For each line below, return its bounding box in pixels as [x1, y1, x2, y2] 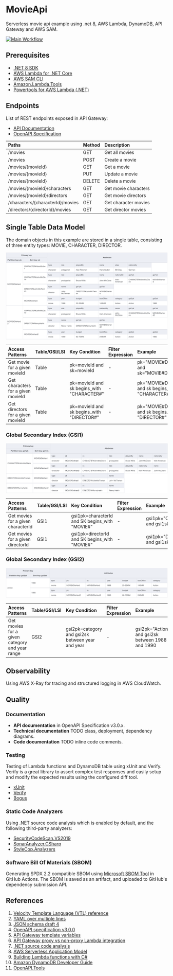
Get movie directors [104, 192, 146, 199]
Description [104, 142, 130, 148]
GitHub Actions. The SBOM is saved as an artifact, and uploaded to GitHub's [6, 876, 167, 882]
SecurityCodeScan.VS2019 [13, 835, 71, 841]
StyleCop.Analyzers [13, 846, 55, 852]
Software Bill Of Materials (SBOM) [6, 859, 92, 866]
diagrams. [13, 733, 35, 739]
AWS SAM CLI [13, 76, 44, 82]
